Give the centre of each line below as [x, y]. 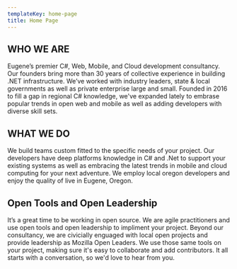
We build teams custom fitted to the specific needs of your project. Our [111, 151]
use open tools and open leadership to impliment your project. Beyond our [116, 227]
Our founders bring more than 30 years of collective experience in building [116, 74]
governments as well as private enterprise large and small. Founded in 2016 [117, 88]
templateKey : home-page [42, 14]
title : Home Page [33, 21]
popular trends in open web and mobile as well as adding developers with [115, 104]
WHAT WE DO [39, 133]
